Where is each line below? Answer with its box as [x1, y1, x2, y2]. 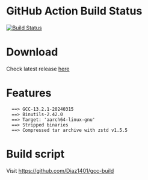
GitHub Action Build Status [6, 4, 143, 18]
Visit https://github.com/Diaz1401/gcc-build [6, 167, 114, 174]
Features [6, 86, 52, 100]
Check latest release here [6, 65, 70, 72]
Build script [6, 147, 65, 161]
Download [6, 45, 58, 59]
